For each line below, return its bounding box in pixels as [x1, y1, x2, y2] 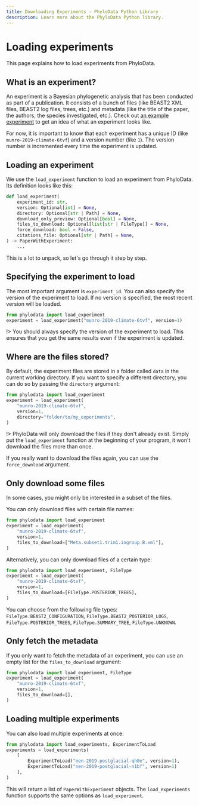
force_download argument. [6, 461, 70, 468]
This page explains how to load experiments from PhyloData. [6, 60, 156, 67]
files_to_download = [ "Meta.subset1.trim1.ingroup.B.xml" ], [17, 539, 164, 545]
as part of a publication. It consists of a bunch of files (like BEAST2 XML [6, 99, 183, 106]
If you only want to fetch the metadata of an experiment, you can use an [6, 652, 184, 659]
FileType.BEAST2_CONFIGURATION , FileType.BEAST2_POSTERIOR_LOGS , [6, 612, 169, 619]
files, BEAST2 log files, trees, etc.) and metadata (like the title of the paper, [6, 106, 189, 113]
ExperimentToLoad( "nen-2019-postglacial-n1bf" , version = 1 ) [27, 764, 178, 770]
